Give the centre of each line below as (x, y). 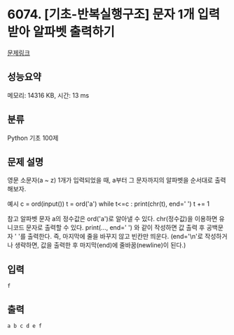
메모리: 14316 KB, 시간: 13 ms (48, 95)
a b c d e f (25, 326)
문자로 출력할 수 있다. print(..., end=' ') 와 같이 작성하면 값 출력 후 (115, 228)
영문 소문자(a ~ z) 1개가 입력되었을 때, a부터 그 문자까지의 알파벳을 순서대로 (110, 180)
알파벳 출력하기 (74, 32)
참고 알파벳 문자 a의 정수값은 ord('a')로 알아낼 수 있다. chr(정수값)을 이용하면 (112, 219)
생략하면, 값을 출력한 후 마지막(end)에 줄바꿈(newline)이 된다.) (100, 245)
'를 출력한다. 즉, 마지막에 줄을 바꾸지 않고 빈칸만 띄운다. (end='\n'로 (110, 237)
